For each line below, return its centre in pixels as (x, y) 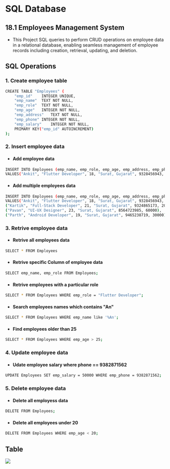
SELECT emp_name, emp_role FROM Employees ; (52, 273)
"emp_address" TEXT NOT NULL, (48, 115)
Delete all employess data (40, 400)
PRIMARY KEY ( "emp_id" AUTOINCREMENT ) (54, 129)
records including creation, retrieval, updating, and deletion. (75, 50)
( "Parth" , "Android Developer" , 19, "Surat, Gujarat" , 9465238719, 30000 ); (87, 215)
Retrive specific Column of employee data (57, 262)
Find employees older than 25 (45, 329)
